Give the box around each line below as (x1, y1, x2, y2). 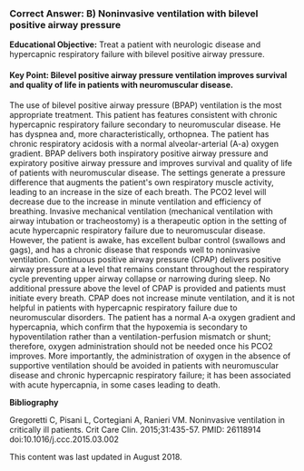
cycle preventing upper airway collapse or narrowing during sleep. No (9, 273, 270, 284)
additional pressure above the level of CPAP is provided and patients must (9, 282, 286, 293)
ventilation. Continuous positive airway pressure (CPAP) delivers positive (9, 253, 281, 265)
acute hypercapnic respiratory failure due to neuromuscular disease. (9, 225, 266, 236)
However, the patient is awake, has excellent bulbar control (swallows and (9, 234, 286, 245)
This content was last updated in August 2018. (9, 451, 183, 462)
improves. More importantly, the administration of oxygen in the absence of (9, 350, 291, 361)
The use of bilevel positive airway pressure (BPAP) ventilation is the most (9, 99, 282, 111)
